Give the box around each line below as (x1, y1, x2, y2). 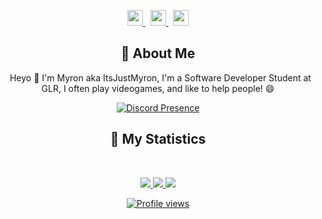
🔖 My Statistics (109, 131, 207, 148)
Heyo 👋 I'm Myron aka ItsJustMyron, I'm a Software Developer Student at (9, 71, 312, 84)
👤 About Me (120, 45, 196, 62)
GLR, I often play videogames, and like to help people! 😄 (41, 82, 275, 94)
